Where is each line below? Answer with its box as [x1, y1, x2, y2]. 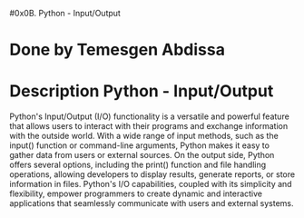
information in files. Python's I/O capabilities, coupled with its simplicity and [9, 179, 292, 190]
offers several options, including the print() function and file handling [9, 159, 267, 171]
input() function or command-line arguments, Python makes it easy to [9, 140, 270, 151]
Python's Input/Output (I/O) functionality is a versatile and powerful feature [9, 111, 290, 122]
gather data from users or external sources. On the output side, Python [9, 150, 275, 161]
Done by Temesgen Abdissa [9, 40, 225, 60]
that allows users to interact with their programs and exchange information [9, 121, 289, 132]
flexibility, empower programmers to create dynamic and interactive [9, 188, 263, 199]
